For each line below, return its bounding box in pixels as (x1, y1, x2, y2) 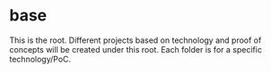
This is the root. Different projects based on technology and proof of (9, 35, 262, 45)
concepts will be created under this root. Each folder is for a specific (9, 44, 263, 54)
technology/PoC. (9, 53, 72, 64)
